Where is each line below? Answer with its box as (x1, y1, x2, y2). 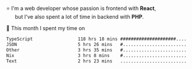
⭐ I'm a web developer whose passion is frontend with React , (6, 5, 156, 12)
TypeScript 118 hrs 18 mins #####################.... (6, 36, 187, 42)
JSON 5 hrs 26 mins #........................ (6, 41, 187, 47)
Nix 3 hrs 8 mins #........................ (6, 52, 187, 58)
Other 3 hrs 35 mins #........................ (6, 47, 187, 53)
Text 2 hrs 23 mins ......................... (6, 58, 187, 64)
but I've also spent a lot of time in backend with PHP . (14, 14, 144, 20)
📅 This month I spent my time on (6, 25, 85, 31)
